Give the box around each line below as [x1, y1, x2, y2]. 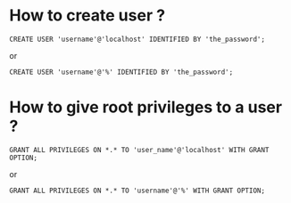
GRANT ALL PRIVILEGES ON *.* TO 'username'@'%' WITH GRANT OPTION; [9, 186, 266, 195]
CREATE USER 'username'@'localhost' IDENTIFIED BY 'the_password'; [9, 35, 266, 44]
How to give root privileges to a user [9, 97, 283, 118]
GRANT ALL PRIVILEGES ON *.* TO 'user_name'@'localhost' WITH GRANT [9, 145, 270, 154]
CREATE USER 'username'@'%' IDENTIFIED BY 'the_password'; [9, 68, 234, 77]
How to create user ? [9, 5, 166, 26]
